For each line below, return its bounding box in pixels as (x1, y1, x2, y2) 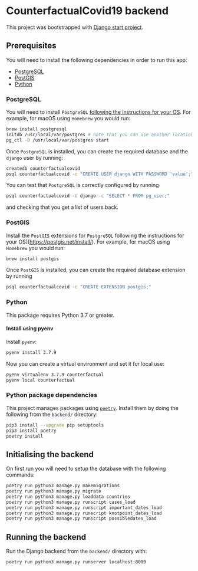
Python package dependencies (6, 391, 98, 399)
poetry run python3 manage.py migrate (6, 488, 101, 494)
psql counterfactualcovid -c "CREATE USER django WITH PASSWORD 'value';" (6, 171, 194, 177)
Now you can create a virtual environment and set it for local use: (6, 360, 165, 367)
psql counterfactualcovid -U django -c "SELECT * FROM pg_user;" (6, 193, 170, 199)
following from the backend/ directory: (6, 411, 98, 418)
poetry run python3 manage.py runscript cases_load (6, 499, 136, 505)
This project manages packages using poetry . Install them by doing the (6, 404, 179, 411)
